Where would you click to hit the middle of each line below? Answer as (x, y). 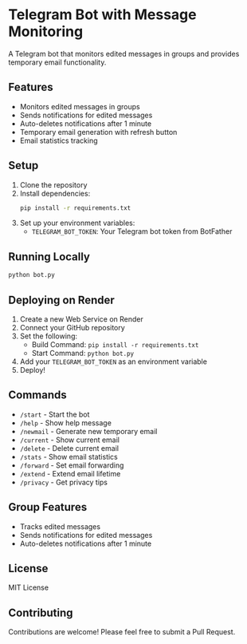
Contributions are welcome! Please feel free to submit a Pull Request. (122, 632)
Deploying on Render (62, 300)
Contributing (41, 612)
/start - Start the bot (55, 414)
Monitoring (46, 32)
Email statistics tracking (59, 140)
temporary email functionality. (57, 62)
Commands (38, 395)
